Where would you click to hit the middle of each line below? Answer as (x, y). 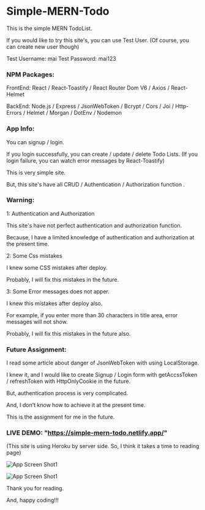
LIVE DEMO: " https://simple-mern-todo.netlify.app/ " (87, 433)
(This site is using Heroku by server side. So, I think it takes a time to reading (103, 446)
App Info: (20, 129)
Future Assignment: (36, 349)
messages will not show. (37, 322)
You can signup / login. (35, 142)
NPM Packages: (31, 74)
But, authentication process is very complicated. (67, 393)
